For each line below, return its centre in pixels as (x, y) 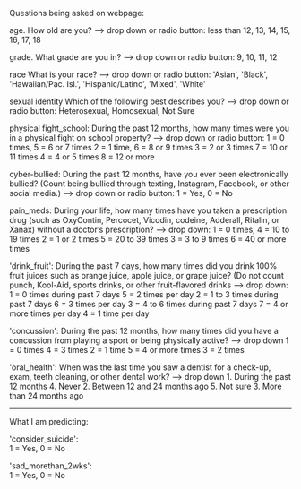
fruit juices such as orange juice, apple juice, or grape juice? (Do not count (147, 275)
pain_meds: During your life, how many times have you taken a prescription (148, 210)
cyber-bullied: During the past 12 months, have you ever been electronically (149, 174)
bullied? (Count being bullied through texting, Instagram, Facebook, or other (149, 184)
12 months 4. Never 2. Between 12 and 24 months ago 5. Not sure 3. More (146, 386)
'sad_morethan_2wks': (51, 466)
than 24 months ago (47, 396)
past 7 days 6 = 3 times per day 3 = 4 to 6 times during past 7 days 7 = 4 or (149, 304)
